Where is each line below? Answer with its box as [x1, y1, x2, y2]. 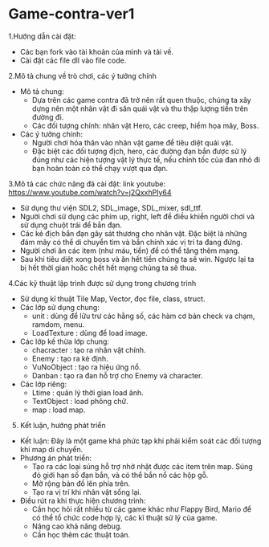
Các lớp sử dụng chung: [19, 302, 100, 312]
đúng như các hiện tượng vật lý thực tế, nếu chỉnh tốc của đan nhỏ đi [31, 154, 261, 165]
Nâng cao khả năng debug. [31, 521, 123, 531]
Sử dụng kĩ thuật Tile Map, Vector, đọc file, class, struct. [19, 294, 206, 304]
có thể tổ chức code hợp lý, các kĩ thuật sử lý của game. [31, 512, 218, 522]
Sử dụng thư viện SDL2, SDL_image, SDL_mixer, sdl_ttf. [19, 202, 203, 213]
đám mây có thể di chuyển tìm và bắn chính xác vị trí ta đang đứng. [19, 237, 243, 247]
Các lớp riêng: [19, 379, 67, 389]
